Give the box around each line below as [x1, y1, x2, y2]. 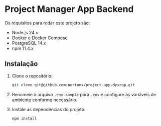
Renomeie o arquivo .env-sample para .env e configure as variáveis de [11, 91, 157, 97]
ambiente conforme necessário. [11, 97, 78, 103]
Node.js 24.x [11, 29, 38, 35]
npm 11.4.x [11, 45, 34, 51]
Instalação [4, 60, 38, 68]
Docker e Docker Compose [11, 35, 68, 41]
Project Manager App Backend [4, 3, 134, 15]
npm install [11, 116, 37, 121]
